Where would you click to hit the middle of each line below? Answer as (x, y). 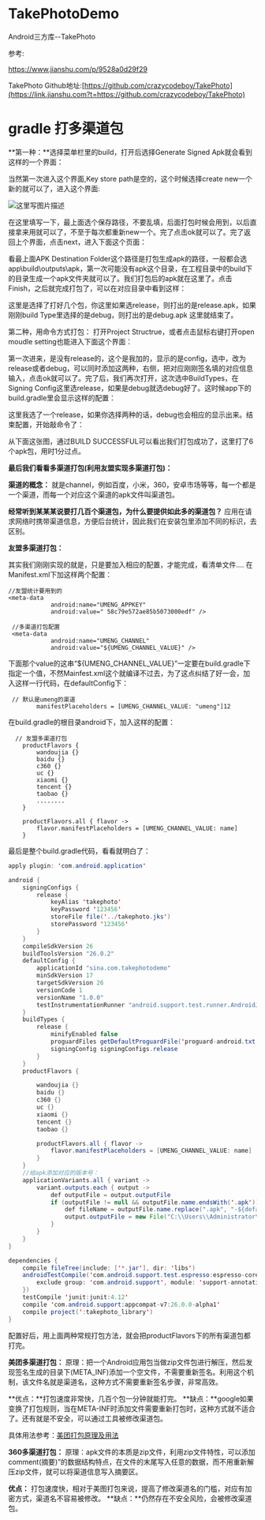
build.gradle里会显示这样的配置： (62, 398)
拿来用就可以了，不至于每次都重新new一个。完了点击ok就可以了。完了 (129, 232)
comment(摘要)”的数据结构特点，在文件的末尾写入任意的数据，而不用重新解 (131, 1462)
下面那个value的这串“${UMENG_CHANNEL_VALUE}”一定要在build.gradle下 (129, 663)
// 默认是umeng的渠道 (43, 700)
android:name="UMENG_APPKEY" (98, 605)
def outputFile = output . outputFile (110, 1195)
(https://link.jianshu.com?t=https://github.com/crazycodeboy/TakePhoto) (127, 94)
